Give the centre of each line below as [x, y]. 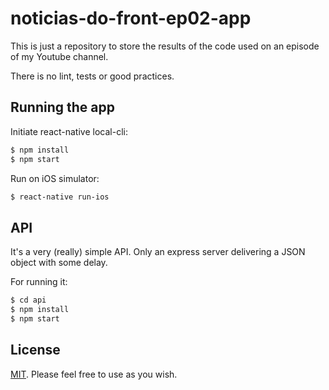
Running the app [62, 107]
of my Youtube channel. [59, 56]
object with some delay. [59, 263]
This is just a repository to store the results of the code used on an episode [165, 46]
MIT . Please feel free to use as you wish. [94, 374]
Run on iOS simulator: [55, 178]
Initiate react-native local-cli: [69, 131]
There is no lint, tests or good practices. [92, 76]
